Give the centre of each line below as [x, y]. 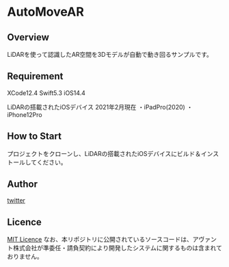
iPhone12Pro [25, 114]
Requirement [35, 76]
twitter [16, 201]
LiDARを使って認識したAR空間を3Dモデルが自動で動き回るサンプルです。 [110, 54]
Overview [28, 37]
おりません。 [25, 257]
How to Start [34, 137]
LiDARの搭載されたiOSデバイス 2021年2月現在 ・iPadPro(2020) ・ [100, 107]
